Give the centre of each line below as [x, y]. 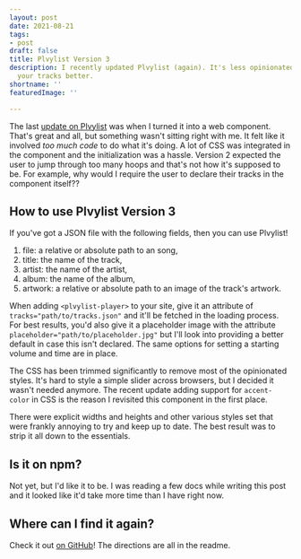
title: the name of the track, [72, 260]
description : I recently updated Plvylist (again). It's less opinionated [152, 68]
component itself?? [45, 183]
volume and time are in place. [64, 354]
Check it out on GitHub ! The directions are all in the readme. [120, 545]
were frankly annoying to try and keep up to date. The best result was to [142, 426]
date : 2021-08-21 [42, 26]
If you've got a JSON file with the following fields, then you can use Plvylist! [149, 233]
